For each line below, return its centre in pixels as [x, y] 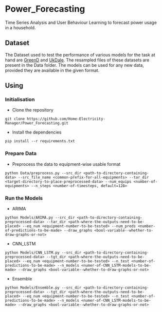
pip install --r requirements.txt [40, 141]
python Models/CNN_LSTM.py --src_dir [43, 253]
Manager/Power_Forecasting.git [37, 123]
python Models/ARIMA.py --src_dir [40, 218]
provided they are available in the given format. [52, 70]
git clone [15, 119]
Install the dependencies [37, 132]
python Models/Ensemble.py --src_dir [43, 288]
